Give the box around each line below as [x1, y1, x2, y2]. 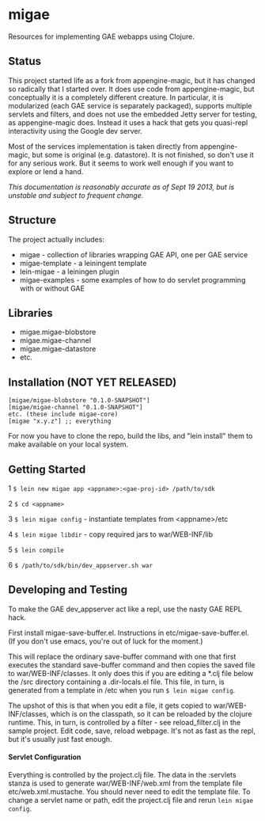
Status [8, 55, 42, 68]
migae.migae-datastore [19, 344, 97, 354]
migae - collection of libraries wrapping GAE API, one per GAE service [19, 249, 248, 259]
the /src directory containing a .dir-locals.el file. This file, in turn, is [8, 677, 225, 686]
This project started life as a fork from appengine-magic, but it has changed [8, 75, 256, 85]
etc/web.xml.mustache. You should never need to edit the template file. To [8, 787, 251, 796]
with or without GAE [19, 283, 85, 293]
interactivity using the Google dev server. [8, 126, 142, 135]
